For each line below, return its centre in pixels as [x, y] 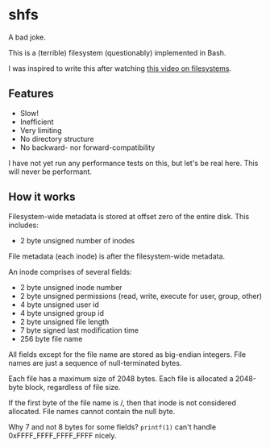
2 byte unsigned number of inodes [77, 240]
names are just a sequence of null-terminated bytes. [95, 363]
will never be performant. [50, 172]
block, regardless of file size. [73, 387]
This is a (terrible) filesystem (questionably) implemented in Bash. [117, 52]
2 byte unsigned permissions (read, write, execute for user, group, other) [141, 296]
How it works [42, 197]
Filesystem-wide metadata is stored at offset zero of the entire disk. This [129, 216]
